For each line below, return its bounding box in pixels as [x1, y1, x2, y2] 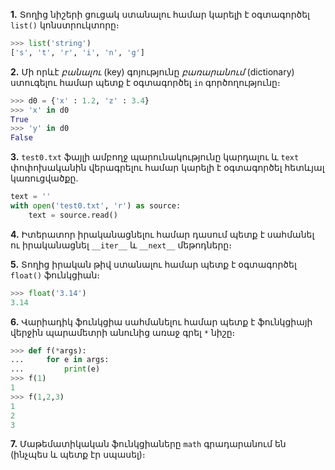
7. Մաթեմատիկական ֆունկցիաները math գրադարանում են [10, 438, 287, 450]
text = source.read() [28, 210, 118, 220]
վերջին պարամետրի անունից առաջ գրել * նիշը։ [10, 326, 236, 338]
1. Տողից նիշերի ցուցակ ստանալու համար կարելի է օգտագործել [10, 9, 310, 20]
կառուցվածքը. [10, 172, 79, 184]
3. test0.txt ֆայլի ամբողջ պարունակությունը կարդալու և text [10, 151, 300, 163]
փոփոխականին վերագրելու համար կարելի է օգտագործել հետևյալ [10, 162, 325, 174]
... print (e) [10, 364, 101, 374]
